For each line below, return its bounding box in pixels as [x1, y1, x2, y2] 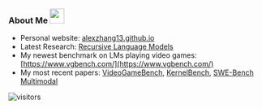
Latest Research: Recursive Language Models [19, 41, 174, 52]
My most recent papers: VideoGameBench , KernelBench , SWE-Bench [19, 68, 254, 77]
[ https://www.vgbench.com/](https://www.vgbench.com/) [19, 59, 214, 69]
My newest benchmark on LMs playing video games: [19, 50, 197, 60]
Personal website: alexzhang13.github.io [19, 33, 155, 43]
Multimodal [19, 76, 58, 86]
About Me [8, 15, 49, 26]
